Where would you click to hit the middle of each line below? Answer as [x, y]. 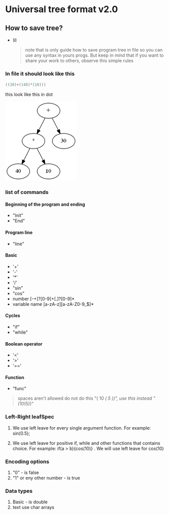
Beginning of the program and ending [45, 204]
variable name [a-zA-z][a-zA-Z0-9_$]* [53, 304]
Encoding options [27, 461]
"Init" [18, 215]
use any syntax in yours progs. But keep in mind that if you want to [94, 55]
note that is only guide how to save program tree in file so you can [94, 50]
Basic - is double [30, 502]
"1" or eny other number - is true [46, 478]
